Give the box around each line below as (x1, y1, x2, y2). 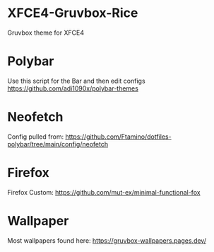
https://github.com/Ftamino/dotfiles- (65, 132, 172, 141)
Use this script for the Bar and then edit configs (7, 76, 146, 85)
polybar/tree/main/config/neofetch (7, 139, 108, 148)
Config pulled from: (7, 132, 64, 141)
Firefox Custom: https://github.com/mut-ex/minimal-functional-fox (7, 188, 201, 196)
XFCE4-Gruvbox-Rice (7, 5, 138, 21)
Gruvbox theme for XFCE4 (7, 28, 85, 37)
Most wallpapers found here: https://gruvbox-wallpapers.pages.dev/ (7, 236, 207, 245)
